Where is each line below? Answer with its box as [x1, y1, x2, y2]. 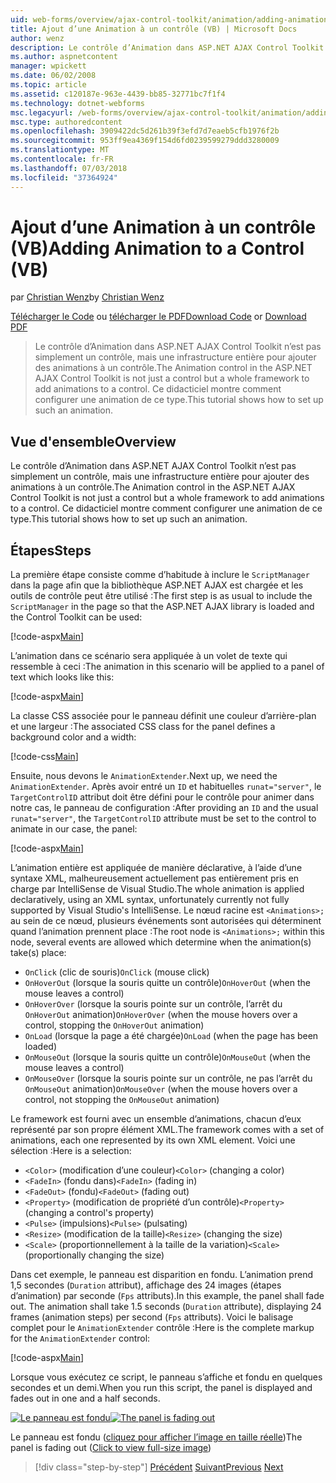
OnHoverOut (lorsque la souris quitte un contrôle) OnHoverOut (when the [24, 977, 312, 989]
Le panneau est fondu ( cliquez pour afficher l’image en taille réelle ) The [10, 1431, 303, 1443]
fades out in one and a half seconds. [10, 1392, 161, 1405]
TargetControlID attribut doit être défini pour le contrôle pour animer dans [10, 791, 315, 803]
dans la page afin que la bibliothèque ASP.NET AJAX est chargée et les [10, 579, 304, 591]
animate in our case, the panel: [10, 823, 138, 835]
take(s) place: [10, 947, 67, 959]
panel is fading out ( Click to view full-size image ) [10, 1442, 212, 1454]
